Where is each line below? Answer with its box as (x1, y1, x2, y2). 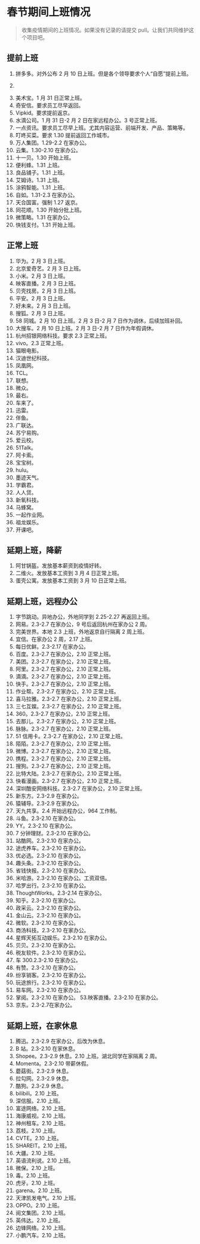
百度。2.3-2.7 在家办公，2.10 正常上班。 (15, 650, 114, 658)
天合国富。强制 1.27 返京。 (15, 198, 81, 206)
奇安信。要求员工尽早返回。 (15, 102, 84, 109)
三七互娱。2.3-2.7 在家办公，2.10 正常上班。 (15, 703, 125, 710)
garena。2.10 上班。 (15, 1187, 65, 1194)
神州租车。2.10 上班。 (15, 1120, 69, 1126)
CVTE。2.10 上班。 (15, 1135, 62, 1141)
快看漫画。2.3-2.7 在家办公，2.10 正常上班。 (15, 778, 125, 785)
